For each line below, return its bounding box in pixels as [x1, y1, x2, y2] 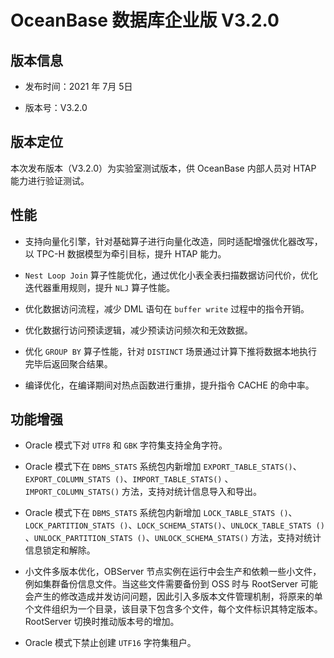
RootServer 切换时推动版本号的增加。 [24, 616, 180, 628]
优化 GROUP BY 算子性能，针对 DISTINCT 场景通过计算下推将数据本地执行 [24, 345, 318, 357]
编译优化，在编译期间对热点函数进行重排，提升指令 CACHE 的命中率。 [24, 379, 315, 391]
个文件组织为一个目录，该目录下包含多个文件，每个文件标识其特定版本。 [24, 603, 323, 615]
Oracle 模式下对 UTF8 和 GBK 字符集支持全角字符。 [24, 439, 228, 451]
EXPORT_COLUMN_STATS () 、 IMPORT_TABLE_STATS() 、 [24, 473, 234, 485]
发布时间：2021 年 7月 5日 [24, 81, 133, 92]
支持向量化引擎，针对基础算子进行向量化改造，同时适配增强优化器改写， [24, 235, 323, 247]
